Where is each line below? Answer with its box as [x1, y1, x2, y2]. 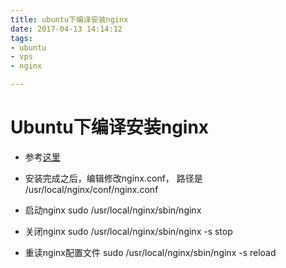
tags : [10, 33, 33, 43]
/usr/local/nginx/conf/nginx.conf [24, 183, 159, 195]
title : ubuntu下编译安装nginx [10, 14, 129, 25]
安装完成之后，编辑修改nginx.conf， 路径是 [24, 172, 203, 184]
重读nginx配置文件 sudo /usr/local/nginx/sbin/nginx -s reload [24, 246, 277, 258]
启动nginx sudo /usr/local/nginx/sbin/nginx [24, 204, 202, 216]
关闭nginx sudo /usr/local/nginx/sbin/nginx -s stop [24, 225, 233, 237]
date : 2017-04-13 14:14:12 [10, 24, 123, 34]
